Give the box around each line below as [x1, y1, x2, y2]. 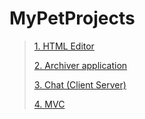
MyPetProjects [9, 7, 136, 30]
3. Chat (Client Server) [33, 78, 127, 91]
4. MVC [33, 98, 66, 110]
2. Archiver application [33, 59, 128, 71]
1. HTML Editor [33, 40, 95, 52]
